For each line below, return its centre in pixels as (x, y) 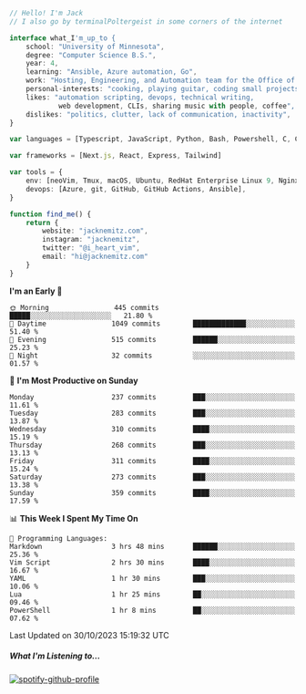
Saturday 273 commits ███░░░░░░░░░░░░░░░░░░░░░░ (153, 477)
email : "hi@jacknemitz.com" (95, 256)
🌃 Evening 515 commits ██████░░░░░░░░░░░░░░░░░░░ (153, 339)
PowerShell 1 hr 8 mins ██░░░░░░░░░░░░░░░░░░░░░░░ (153, 610)
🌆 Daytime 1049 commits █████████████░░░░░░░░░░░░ (153, 324)
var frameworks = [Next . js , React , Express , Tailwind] (116, 156)
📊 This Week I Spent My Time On (74, 518)
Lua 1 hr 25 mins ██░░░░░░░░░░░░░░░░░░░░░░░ (153, 594)
